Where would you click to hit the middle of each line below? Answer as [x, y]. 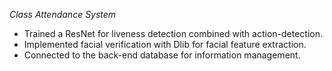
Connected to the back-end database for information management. [162, 55]
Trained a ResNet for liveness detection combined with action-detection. [173, 33]
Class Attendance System [63, 14]
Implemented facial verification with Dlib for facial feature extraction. [165, 44]
